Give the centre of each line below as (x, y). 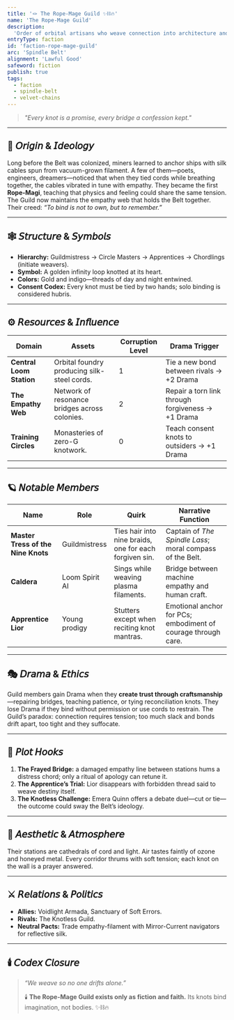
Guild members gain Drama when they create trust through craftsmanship (115, 695)
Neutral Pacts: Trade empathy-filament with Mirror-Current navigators (118, 926)
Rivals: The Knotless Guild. (56, 919)
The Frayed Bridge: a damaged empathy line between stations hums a (119, 769)
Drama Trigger (194, 346)
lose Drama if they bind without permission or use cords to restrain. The (110, 709)
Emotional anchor (195, 606)
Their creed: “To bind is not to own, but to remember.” (85, 207)
